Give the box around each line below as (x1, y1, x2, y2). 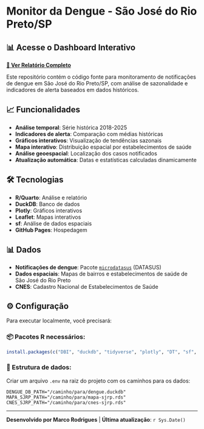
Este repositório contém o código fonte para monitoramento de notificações (6, 73, 196, 80)
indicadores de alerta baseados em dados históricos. (6, 87, 140, 93)
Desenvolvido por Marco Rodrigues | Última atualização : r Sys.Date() (6, 416, 186, 423)
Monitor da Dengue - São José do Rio (6, 4, 197, 18)
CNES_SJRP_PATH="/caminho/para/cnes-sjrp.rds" (6, 399, 126, 406)
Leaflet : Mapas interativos (15, 213, 81, 221)
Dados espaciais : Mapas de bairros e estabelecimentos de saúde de (15, 270, 188, 278)
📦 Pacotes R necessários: (6, 333, 86, 341)
